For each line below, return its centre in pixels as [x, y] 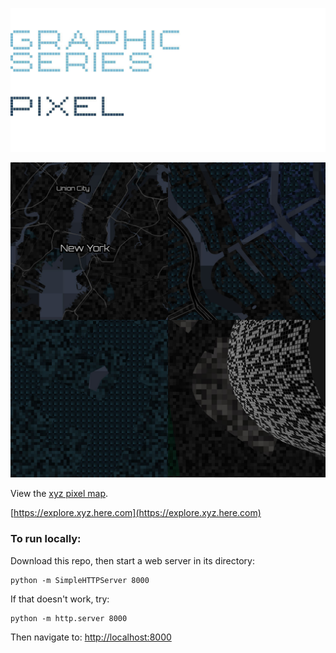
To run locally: [46, 539]
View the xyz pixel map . [59, 494]
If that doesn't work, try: [60, 599]
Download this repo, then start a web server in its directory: [132, 560]
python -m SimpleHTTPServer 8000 [80, 580]
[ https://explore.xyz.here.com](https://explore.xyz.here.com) [136, 513]
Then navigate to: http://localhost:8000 [91, 637]
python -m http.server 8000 [69, 618]
